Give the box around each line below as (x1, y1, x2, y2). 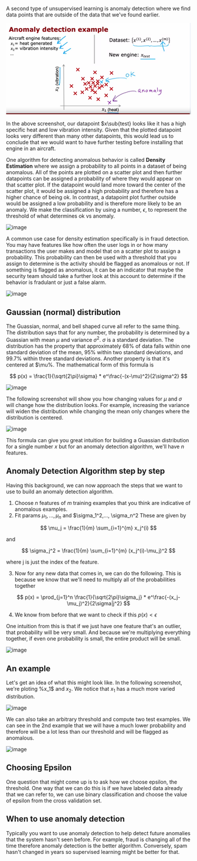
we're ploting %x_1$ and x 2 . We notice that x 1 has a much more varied (6, 686, 175, 694)
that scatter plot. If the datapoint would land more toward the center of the (6, 181, 186, 188)
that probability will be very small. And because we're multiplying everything (6, 629, 191, 636)
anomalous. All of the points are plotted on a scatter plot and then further (6, 169, 183, 176)
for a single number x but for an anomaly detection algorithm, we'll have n (6, 443, 185, 450)
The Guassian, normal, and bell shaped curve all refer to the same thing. (6, 323, 181, 330)
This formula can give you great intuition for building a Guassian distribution (6, 436, 189, 443)
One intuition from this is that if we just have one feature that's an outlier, (6, 623, 182, 630)
